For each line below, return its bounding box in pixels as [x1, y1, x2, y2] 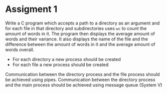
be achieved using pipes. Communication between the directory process [5, 76, 155, 82]
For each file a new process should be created [12, 61, 109, 67]
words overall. [5, 46, 35, 52]
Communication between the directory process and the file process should [5, 71, 160, 77]
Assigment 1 [5, 3, 58, 15]
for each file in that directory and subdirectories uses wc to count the [5, 25, 147, 31]
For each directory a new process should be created [12, 56, 121, 62]
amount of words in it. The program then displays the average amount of [5, 30, 155, 36]
